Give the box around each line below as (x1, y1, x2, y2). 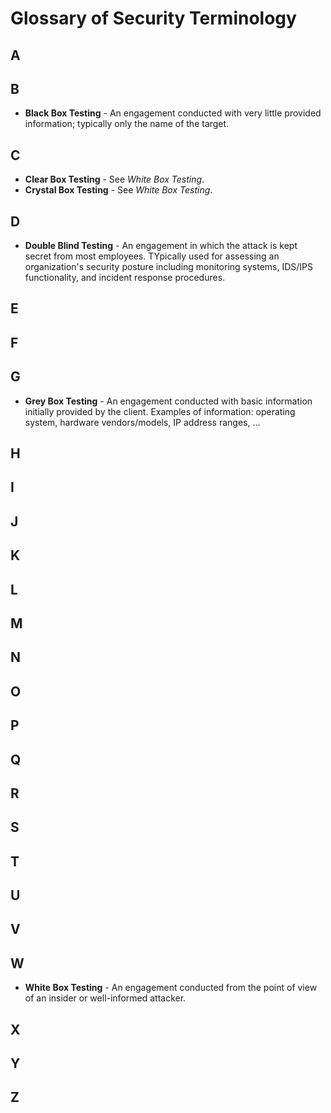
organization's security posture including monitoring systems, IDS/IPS (24, 261, 314, 273)
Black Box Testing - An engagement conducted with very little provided (24, 107, 322, 119)
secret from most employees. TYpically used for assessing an (24, 250, 280, 262)
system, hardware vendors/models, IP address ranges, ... (24, 416, 261, 428)
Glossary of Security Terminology (10, 7, 297, 30)
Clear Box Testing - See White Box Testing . (24, 173, 205, 186)
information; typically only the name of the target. (24, 118, 230, 130)
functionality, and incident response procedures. (24, 272, 226, 284)
